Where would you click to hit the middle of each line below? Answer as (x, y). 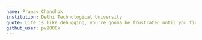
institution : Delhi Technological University (64, 17)
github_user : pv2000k (33, 28)
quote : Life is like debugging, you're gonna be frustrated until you (96, 22)
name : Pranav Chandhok (35, 11)
